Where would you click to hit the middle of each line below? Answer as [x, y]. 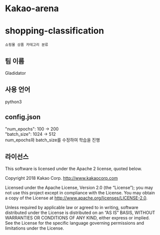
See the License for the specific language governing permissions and [75, 223]
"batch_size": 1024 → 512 [30, 134]
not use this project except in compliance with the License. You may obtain [80, 193]
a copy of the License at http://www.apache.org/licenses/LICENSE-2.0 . [76, 198]
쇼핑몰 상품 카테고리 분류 [27, 45]
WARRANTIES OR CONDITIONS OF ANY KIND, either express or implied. [77, 218]
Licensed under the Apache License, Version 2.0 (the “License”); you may [79, 188]
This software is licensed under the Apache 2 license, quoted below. [74, 169]
